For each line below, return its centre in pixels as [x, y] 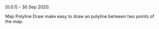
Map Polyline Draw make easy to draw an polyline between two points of [80, 16]
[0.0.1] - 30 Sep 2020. [28, 7]
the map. [14, 22]
